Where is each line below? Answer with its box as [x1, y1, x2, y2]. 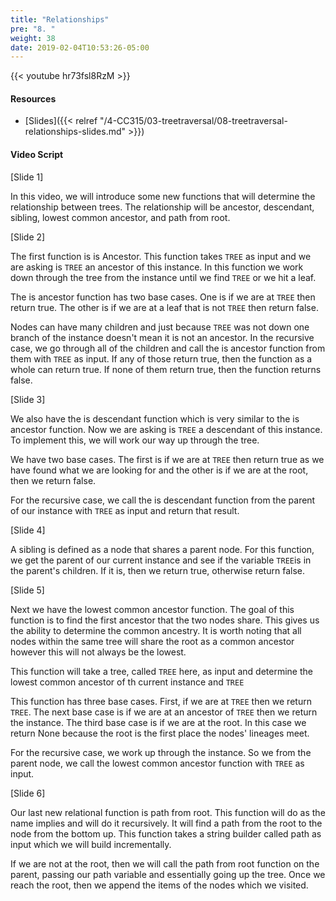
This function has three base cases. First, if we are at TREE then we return [10, 695, 312, 707]
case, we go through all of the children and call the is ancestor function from [10, 342, 326, 354]
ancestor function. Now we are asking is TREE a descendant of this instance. [10, 423, 323, 435]
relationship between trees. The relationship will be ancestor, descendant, [10, 201, 315, 213]
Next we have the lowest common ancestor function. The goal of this [10, 603, 295, 615]
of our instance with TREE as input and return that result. [10, 504, 240, 516]
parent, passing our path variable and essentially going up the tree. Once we [10, 868, 326, 880]
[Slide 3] [10, 393, 46, 405]
